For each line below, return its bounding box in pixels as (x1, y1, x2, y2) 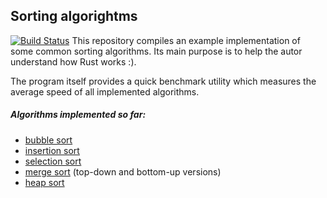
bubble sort (24, 134, 73, 146)
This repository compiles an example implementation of (71, 34, 301, 46)
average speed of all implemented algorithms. (10, 85, 200, 98)
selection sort (24, 155, 82, 167)
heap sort (24, 176, 65, 188)
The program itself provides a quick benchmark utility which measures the (10, 75, 317, 87)
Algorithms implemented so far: (10, 109, 147, 121)
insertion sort (24, 144, 80, 156)
